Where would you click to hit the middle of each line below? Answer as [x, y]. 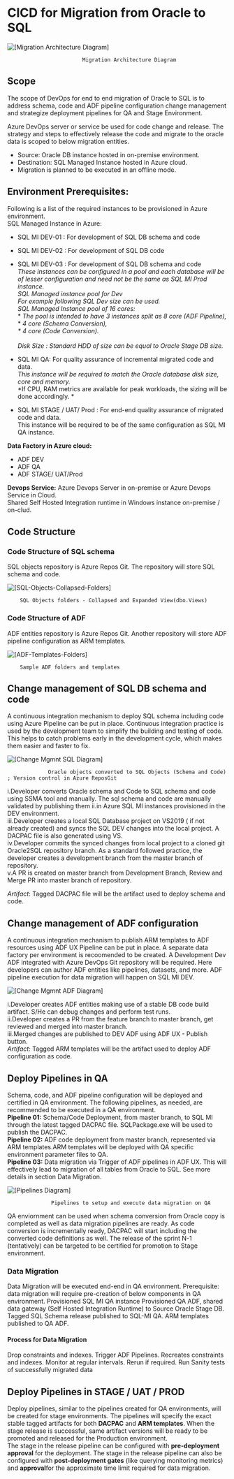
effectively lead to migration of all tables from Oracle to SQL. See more [109, 1169]
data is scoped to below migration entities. [68, 141]
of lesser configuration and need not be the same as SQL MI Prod [112, 279]
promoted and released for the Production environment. [87, 1438]
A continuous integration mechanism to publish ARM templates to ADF [108, 940]
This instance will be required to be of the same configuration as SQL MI [121, 425]
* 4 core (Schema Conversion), [62, 323]
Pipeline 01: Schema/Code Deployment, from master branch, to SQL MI [110, 1117]
